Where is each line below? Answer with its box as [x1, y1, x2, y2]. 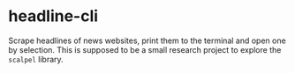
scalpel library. [8, 54, 64, 64]
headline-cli [8, 6, 99, 26]
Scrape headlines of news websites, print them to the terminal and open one [8, 35, 286, 46]
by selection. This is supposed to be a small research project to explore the [8, 44, 282, 55]
